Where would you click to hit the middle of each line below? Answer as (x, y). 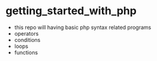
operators (26, 33)
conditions (27, 40)
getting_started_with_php (71, 11)
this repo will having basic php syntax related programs (83, 27)
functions (26, 52)
